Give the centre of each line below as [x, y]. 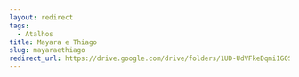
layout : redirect [41, 17]
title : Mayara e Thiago [53, 42]
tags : [19, 26]
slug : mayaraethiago [48, 50]
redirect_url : [36, 58]
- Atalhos [35, 34]
